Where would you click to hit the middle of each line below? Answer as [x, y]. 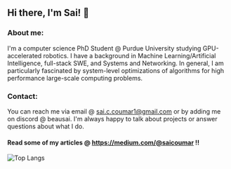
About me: [26, 33]
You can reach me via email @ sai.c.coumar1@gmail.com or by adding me [114, 111]
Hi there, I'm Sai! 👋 [48, 13]
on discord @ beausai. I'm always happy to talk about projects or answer [112, 119]
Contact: [22, 96]
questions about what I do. [46, 126]
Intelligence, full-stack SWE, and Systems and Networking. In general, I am [115, 63]
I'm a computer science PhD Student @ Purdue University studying [104, 48]
